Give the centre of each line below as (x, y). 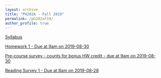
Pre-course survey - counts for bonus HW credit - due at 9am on (70, 56)
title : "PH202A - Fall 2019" (35, 14)
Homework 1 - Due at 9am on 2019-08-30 (47, 46)
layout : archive (21, 10)
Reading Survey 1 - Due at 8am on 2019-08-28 (52, 71)
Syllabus (14, 37)
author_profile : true (27, 23)
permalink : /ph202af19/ (29, 19)
